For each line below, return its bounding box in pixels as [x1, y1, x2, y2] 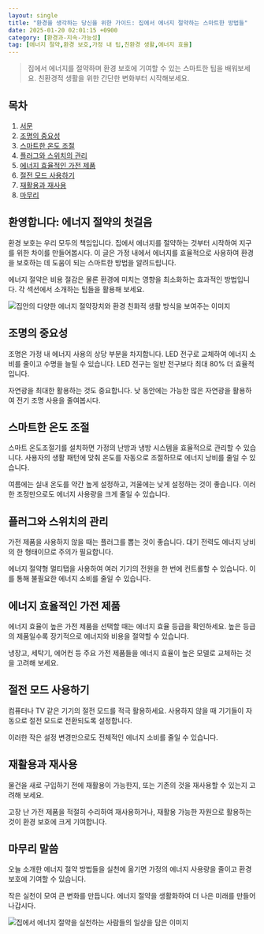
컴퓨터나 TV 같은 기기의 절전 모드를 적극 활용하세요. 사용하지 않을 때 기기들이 [8, 706, 244, 715]
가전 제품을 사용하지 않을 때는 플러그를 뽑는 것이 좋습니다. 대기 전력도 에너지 [8, 538, 242, 547]
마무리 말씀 [8, 842, 59, 856]
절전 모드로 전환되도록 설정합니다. [28, 715, 132, 725]
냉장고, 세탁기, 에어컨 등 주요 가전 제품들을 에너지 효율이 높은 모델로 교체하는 [8, 648, 244, 658]
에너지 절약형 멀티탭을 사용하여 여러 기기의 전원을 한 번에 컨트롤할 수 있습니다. [8, 564, 248, 573]
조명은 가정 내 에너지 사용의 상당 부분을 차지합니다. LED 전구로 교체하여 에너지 [8, 349, 248, 358]
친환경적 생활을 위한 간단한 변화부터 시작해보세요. [38, 73, 190, 83]
